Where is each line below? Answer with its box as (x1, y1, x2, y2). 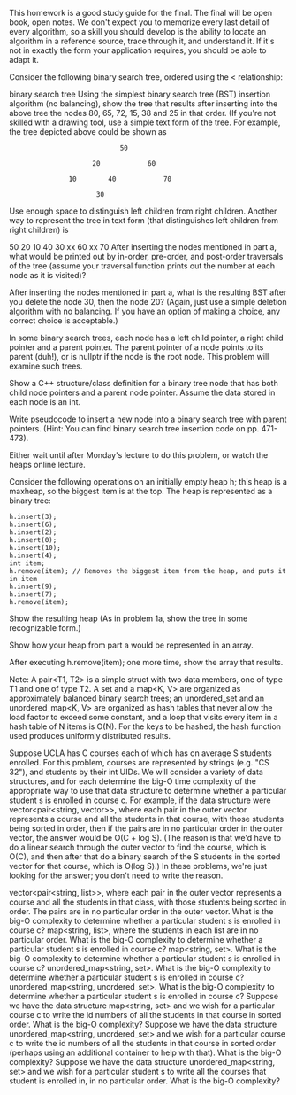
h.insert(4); (9, 551, 57, 560)
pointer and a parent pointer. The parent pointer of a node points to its (9, 342, 264, 353)
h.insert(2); (9, 528, 57, 537)
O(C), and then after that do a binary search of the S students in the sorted (9, 851, 281, 862)
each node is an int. (9, 397, 81, 407)
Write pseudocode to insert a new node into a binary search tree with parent (9, 414, 287, 424)
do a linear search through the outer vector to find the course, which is (9, 842, 267, 852)
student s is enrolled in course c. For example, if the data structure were (9, 795, 271, 805)
